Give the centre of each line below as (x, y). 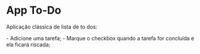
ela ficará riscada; (28, 45)
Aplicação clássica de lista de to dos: (52, 27)
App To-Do (34, 10)
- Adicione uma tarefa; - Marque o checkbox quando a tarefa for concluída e (100, 38)
